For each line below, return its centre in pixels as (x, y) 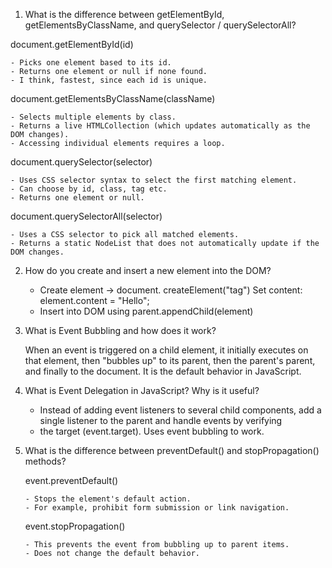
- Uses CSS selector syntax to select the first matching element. (154, 180)
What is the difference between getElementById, (124, 14)
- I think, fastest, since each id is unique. (109, 80)
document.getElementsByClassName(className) (113, 98)
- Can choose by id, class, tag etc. (89, 189)
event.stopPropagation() (75, 526)
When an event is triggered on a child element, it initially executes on (166, 350)
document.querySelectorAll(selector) (86, 216)
